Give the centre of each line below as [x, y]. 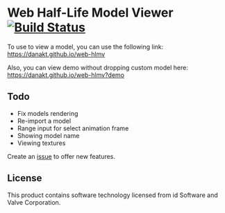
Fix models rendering [48, 113]
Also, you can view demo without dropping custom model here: [98, 67]
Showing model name [48, 135]
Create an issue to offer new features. [61, 156]
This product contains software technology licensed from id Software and [113, 195]
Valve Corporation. [34, 202]
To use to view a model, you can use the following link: [85, 46]
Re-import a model [44, 121]
